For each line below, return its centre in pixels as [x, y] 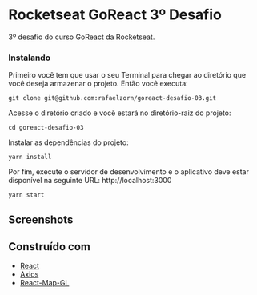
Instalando [29, 58]
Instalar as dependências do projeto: [69, 142]
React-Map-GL [44, 283]
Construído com [49, 247]
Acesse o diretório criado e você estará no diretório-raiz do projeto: [120, 113]
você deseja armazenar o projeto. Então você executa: [98, 84]
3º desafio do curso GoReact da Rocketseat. [82, 37]
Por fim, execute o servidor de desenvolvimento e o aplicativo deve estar [129, 172]
